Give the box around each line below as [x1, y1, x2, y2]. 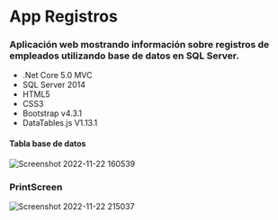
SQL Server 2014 [22, 79, 86, 91]
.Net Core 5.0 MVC [22, 70, 93, 81]
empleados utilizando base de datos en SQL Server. [9, 49, 240, 62]
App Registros [9, 6, 119, 27]
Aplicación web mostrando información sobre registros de [9, 39, 270, 51]
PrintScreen [9, 180, 63, 193]
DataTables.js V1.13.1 [22, 118, 98, 128]
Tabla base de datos [9, 138, 86, 149]
